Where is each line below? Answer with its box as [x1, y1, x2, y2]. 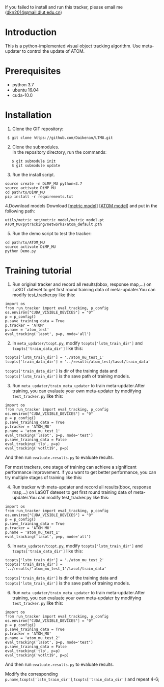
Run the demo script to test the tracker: [12, 230, 92, 236]
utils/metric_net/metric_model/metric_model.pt [5, 217, 105, 222]
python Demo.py [5, 248, 36, 253]
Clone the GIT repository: [12, 126, 64, 132]
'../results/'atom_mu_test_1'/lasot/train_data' [5, 566, 107, 571]
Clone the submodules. [12, 144, 59, 150]
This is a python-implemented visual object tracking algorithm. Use [5, 43, 141, 49]
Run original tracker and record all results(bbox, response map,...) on [12, 281, 152, 287]
